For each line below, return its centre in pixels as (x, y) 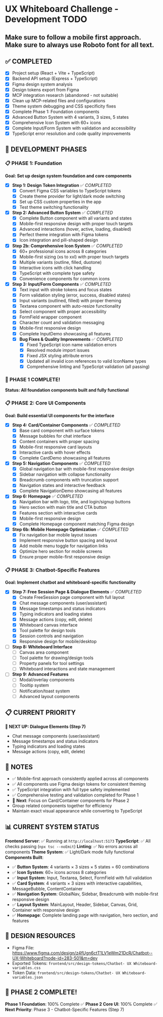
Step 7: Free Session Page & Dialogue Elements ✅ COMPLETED (77, 592)
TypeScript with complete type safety (57, 273)
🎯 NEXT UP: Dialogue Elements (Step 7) (45, 727)
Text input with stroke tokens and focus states (65, 290)
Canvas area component (44, 652)
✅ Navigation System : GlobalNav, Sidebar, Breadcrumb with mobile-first (85, 894)
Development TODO (46, 19)
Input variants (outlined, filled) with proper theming (70, 301)
